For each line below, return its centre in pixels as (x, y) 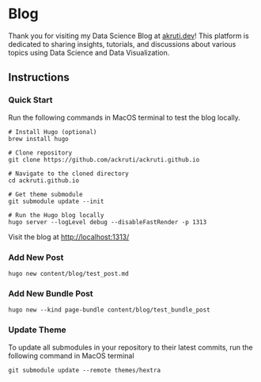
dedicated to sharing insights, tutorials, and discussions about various (122, 44)
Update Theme (38, 330)
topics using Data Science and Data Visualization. (89, 52)
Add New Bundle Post (51, 293)
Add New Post (36, 257)
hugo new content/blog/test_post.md (68, 273)
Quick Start (30, 100)
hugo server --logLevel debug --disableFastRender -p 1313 (108, 222)
